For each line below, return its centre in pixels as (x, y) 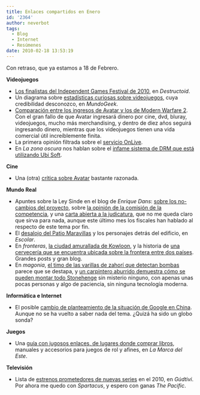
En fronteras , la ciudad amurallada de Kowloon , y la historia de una (97, 246)
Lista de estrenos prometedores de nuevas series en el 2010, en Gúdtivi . (104, 379)
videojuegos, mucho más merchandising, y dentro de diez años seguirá (103, 123)
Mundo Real (22, 189)
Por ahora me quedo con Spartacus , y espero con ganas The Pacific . (100, 385)
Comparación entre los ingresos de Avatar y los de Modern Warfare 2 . (101, 110)
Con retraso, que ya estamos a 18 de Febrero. (62, 68)
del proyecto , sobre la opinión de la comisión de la (99, 207)
